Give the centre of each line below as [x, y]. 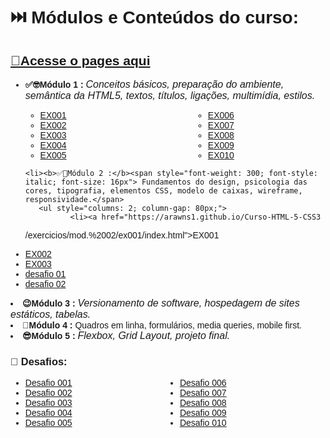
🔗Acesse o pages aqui [80, 60]
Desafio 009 [203, 413]
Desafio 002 [48, 393]
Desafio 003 [48, 403]
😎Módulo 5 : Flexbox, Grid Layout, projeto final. [126, 335]
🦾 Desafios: [39, 361]
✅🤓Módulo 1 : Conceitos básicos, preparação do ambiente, [154, 84]
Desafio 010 [203, 423]
